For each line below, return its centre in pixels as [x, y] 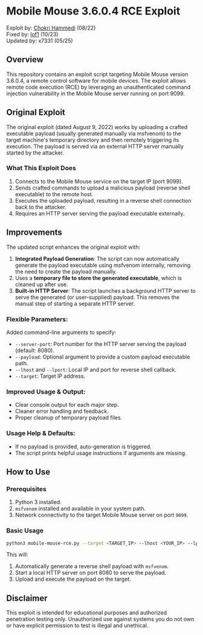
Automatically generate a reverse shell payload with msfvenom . [92, 566]
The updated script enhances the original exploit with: [73, 247]
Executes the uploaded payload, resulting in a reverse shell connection [103, 200]
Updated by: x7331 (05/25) [40, 40]
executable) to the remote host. [54, 194]
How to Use [28, 472]
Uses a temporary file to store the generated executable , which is [98, 278]
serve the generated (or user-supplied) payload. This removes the [97, 297]
